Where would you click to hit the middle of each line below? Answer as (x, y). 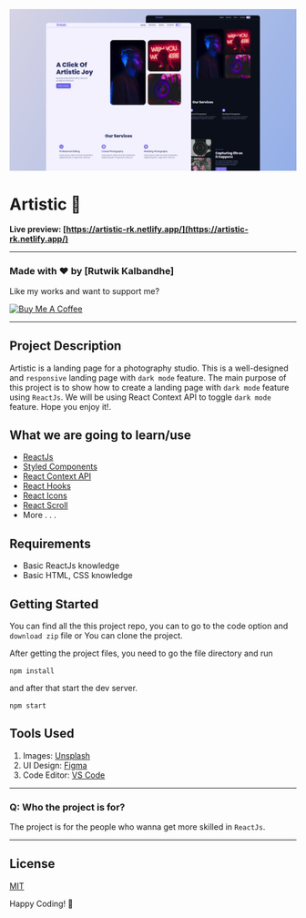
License (32, 864)
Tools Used (42, 734)
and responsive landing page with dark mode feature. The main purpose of (148, 377)
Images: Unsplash (56, 755)
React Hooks (46, 486)
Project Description (66, 346)
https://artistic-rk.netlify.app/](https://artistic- (157, 229)
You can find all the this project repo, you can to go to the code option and (149, 626)
